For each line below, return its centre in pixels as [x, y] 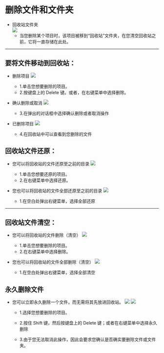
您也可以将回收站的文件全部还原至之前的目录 [57, 190]
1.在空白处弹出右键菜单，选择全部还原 [57, 201]
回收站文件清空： [31, 223]
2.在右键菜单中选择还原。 [45, 180]
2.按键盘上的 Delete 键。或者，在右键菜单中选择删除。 [74, 92]
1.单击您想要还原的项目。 [44, 174]
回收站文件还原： [31, 151]
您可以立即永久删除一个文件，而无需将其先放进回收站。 [68, 302]
